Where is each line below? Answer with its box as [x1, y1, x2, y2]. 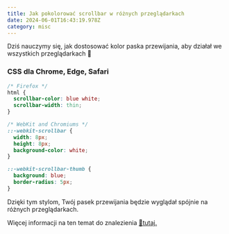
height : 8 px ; [13, 140, 51, 147]
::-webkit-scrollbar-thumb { [7, 166, 92, 173]
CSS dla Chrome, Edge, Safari [7, 67, 109, 76]
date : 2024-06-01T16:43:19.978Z [7, 17, 101, 24]
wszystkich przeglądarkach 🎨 [7, 49, 92, 58]
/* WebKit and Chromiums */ [7, 121, 89, 128]
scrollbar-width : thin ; [13, 102, 82, 109]
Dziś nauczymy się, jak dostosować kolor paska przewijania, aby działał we [7, 42, 222, 51]
